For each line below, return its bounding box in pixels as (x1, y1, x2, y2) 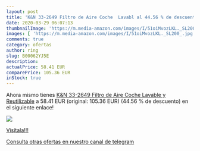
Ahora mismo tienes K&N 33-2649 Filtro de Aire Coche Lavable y (6, 92, 166, 99)
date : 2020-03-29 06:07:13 (6, 20, 73, 26)
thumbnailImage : (6, 25, 46, 32)
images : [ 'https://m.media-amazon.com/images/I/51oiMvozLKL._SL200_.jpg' (6, 31, 196, 37)
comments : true (6, 36, 44, 42)
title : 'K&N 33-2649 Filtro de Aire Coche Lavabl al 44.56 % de (6, 14, 171, 20)
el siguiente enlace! (6, 104, 54, 111)
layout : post (6, 8, 39, 15)
